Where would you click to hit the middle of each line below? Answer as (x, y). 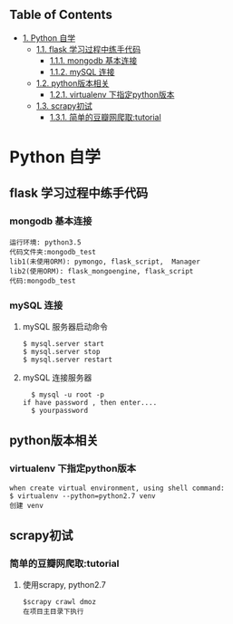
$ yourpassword (60, 410)
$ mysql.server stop (61, 351)
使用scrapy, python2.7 (64, 585)
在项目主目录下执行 (53, 612)
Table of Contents (61, 15)
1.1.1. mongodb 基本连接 (93, 60)
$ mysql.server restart (68, 360)
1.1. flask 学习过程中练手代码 (88, 49)
